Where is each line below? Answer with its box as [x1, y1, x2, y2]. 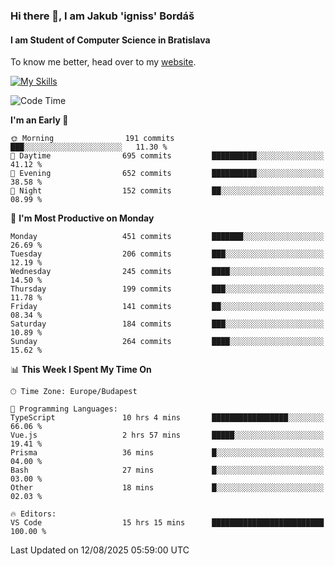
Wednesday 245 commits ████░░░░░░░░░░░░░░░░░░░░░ [10, 267, 325, 277]
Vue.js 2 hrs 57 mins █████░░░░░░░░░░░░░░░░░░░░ [10, 430, 325, 441]
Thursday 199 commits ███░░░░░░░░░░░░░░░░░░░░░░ [10, 284, 325, 294]
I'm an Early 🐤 [10, 114, 69, 126]
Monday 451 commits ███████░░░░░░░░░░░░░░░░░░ [10, 232, 325, 242]
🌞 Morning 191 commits [10, 134, 175, 144]
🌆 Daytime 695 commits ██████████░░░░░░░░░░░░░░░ [10, 151, 325, 161]
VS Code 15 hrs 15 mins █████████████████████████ [10, 518, 325, 528]
